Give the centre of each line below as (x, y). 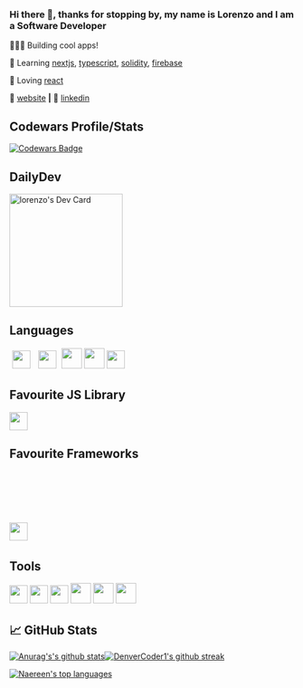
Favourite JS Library (68, 395)
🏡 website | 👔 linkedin (50, 98)
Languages (42, 331)
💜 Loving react (36, 81)
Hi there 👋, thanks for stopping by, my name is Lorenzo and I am (151, 14)
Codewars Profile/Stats (77, 126)
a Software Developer (58, 25)
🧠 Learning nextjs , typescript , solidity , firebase (96, 63)
